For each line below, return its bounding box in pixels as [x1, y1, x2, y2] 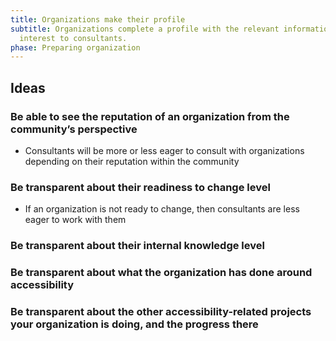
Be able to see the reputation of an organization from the [10, 109, 290, 123]
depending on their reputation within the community [24, 155, 240, 167]
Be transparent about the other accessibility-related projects [10, 305, 312, 318]
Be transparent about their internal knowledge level [10, 239, 265, 253]
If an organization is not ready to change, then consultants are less [24, 203, 300, 215]
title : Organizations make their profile [10, 14, 186, 25]
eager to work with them [24, 214, 127, 226]
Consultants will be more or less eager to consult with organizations [24, 144, 305, 156]
